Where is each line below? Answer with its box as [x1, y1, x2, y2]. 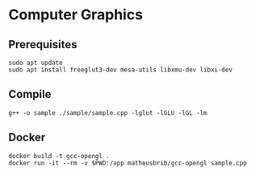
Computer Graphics [8, 6, 144, 24]
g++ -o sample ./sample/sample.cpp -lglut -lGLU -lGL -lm [8, 108, 207, 117]
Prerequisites [8, 38, 77, 51]
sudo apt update [8, 59, 63, 67]
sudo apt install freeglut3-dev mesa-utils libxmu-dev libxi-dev [8, 66, 232, 74]
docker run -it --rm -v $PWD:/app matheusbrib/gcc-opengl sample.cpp [8, 159, 248, 167]
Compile [8, 87, 52, 101]
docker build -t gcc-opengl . [8, 152, 111, 160]
